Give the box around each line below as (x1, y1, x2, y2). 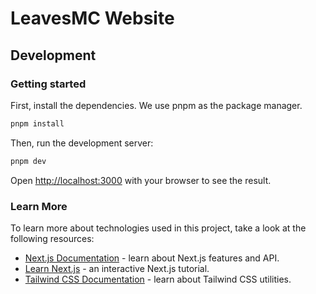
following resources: (10, 232, 95, 244)
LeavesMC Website (10, 7, 175, 30)
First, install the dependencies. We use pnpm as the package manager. (10, 99, 303, 111)
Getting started (10, 77, 87, 91)
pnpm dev (10, 156, 47, 166)
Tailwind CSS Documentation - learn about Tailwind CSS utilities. (24, 273, 292, 285)
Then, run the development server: (10, 137, 154, 149)
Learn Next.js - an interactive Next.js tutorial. (24, 262, 210, 274)
